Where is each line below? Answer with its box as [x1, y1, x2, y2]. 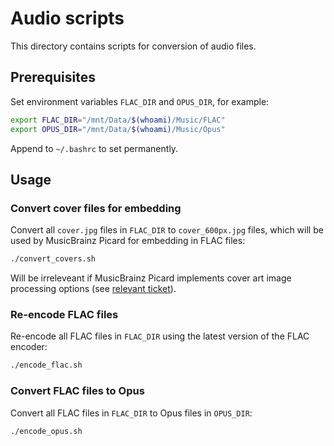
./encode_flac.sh [10, 360, 83, 371]
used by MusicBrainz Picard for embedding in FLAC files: [10, 235, 246, 247]
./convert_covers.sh [10, 254, 97, 264]
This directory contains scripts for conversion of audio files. [10, 40, 257, 52]
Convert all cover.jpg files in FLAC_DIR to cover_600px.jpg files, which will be [10, 224, 324, 236]
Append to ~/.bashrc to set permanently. [10, 142, 179, 154]
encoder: [10, 341, 48, 353]
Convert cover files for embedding [10, 201, 182, 215]
